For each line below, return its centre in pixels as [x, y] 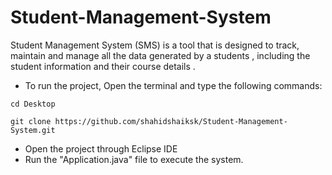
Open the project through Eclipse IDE [101, 148]
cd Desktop [33, 104]
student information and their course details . [103, 66]
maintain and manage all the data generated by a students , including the [160, 55]
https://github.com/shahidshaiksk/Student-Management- [171, 121]
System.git [33, 130]
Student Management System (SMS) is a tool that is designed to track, [155, 45]
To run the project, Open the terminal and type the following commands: [173, 85]
